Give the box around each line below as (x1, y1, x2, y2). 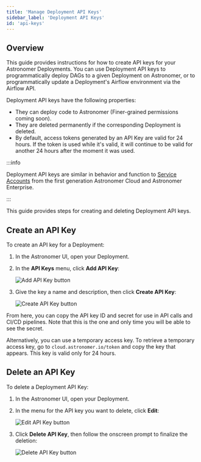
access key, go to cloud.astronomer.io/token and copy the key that (6, 343, 176, 350)
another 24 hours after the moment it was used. (15, 147, 135, 155)
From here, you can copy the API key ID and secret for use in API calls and (6, 312, 193, 319)
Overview (6, 43, 44, 53)
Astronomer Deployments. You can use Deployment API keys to (6, 65, 166, 73)
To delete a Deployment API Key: (6, 383, 89, 390)
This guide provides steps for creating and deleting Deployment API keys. (6, 208, 191, 215)
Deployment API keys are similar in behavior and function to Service (6, 171, 177, 178)
